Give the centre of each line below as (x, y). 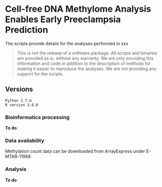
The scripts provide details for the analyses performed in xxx (67, 43)
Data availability (25, 140)
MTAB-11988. (18, 157)
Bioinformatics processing (37, 117)
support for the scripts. (40, 74)
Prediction (27, 30)
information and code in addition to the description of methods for (84, 63)
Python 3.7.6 (18, 101)
